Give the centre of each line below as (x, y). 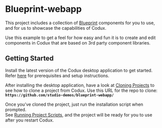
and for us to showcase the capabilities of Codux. (56, 28)
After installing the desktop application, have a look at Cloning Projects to (80, 85)
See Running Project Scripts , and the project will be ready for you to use (79, 115)
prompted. (16, 109)
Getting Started (29, 59)
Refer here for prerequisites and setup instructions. (57, 76)
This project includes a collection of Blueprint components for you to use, (80, 23)
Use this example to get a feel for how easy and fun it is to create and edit (81, 38)
